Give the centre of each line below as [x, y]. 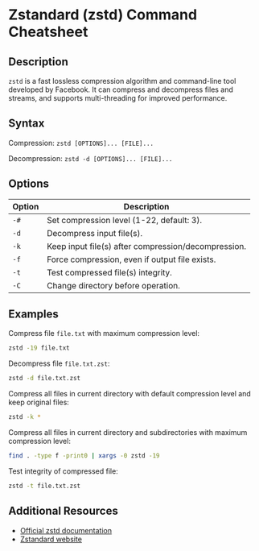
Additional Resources [63, 511]
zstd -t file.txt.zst [45, 486]
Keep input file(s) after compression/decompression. [147, 246]
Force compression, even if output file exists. [132, 259]
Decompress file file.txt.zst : [59, 363]
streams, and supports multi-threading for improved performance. [118, 98]
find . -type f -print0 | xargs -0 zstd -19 [84, 456]
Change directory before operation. [114, 285]
